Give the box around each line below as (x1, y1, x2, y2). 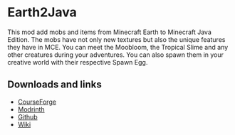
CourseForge (17, 97, 57, 106)
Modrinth (17, 104, 45, 114)
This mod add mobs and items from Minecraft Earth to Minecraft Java (7, 28, 212, 36)
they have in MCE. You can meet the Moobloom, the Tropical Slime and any (7, 43, 229, 51)
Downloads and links (7, 79, 102, 91)
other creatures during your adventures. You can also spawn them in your (7, 50, 224, 59)
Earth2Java (7, 4, 77, 21)
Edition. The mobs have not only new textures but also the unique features (7, 35, 226, 43)
